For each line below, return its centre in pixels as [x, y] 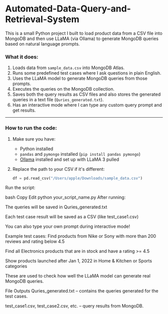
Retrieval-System [42, 19]
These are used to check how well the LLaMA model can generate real [78, 276]
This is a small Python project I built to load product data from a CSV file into [84, 33]
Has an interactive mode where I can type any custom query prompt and [87, 105]
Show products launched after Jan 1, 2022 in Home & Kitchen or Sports [79, 261]
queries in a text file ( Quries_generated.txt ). [58, 100]
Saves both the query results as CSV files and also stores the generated [86, 94]
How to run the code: [31, 128]
